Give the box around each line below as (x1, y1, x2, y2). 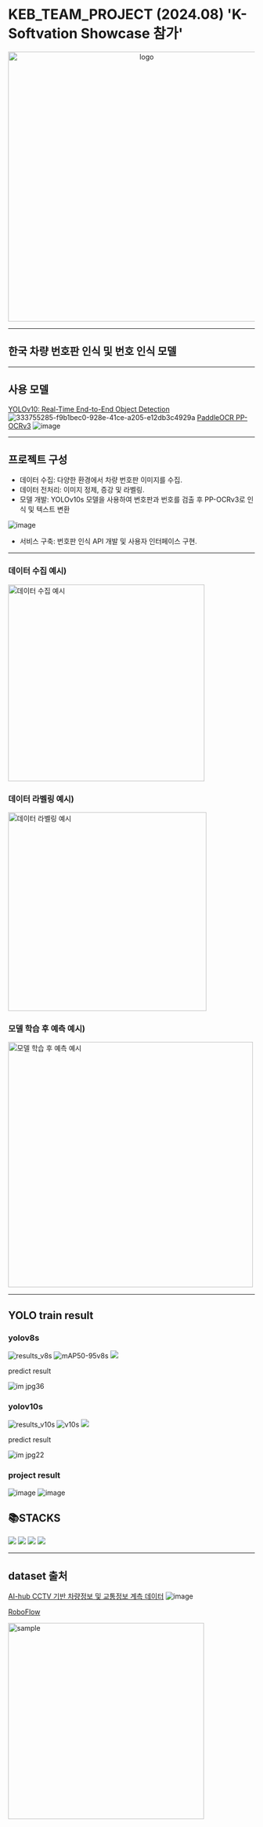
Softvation (8, 25, 78, 42)
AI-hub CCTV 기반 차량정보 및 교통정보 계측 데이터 (8, 1591, 164, 1601)
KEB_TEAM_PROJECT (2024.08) (8, 5, 225, 24)
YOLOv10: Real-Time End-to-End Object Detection (8, 404, 170, 414)
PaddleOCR (196, 412, 235, 422)
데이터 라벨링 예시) (8, 793, 74, 804)
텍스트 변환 (36, 505, 70, 514)
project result (8, 1470, 61, 1481)
